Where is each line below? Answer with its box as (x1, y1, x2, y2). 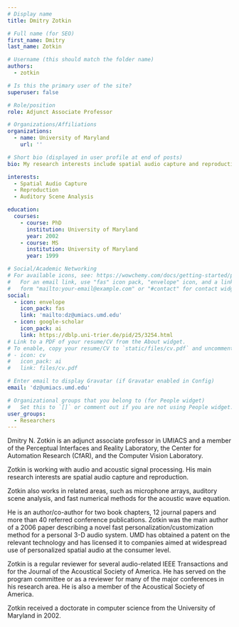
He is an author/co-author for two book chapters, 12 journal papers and (7, 508, 217, 517)
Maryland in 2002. (7, 611, 62, 620)
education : (7, 206, 40, 214)
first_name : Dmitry (7, 36, 65, 43)
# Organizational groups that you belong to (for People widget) (7, 397, 205, 404)
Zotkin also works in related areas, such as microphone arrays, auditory (7, 487, 218, 495)
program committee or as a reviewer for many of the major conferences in (7, 575, 224, 584)
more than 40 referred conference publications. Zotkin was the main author (7, 516, 229, 524)
